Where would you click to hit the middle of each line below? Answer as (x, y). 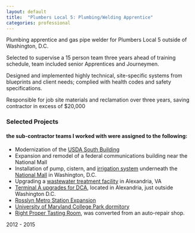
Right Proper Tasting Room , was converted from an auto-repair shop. (100, 213)
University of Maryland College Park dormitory (72, 206)
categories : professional (38, 23)
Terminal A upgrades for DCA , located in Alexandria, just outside (94, 187)
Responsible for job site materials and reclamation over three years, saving (98, 100)
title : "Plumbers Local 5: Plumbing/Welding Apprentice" (80, 17)
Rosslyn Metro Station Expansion (55, 200)
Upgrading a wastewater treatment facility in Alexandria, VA (88, 181)
